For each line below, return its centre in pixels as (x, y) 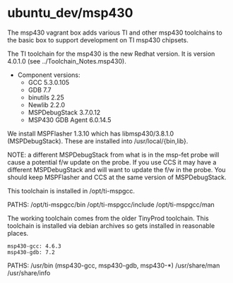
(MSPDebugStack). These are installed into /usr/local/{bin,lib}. (98, 141)
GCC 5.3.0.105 (49, 82)
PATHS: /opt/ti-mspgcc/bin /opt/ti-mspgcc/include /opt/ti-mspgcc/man (111, 204)
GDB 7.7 (40, 90)
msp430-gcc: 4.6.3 (34, 246)
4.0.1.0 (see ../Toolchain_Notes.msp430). (67, 61)
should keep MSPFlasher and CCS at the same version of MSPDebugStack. (117, 177)
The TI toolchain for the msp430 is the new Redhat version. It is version (111, 54)
